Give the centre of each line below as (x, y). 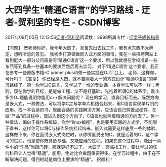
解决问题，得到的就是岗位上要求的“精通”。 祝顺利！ (62, 159)
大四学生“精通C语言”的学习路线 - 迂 (78, 10)
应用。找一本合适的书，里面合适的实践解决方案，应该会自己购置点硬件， (79, 110)
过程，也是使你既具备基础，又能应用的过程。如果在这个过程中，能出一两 (87, 140)
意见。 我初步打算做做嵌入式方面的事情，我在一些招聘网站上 (97, 54)
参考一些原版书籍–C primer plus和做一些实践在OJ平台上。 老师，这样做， (84, 72)
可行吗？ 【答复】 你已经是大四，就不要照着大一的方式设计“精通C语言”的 (79, 79)
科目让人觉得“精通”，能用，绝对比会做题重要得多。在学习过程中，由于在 (83, 153)
